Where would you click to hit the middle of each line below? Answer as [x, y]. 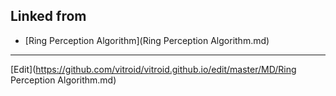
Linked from [48, 16]
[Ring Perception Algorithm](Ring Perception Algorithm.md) [147, 40]
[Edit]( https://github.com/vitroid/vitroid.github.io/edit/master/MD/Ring [153, 69]
